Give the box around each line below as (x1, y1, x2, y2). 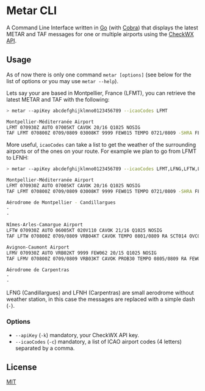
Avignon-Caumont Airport (6, 244, 70, 250)
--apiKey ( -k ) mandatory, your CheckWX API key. (15, 331, 139, 338)
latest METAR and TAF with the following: (6, 95, 110, 103)
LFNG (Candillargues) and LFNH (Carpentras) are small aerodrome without (6, 289, 194, 297)
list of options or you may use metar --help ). (6, 77, 119, 84)
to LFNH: (6, 154, 29, 162)
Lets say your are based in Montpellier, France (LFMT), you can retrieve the (6, 89, 196, 97)
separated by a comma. (15, 344, 75, 352)
